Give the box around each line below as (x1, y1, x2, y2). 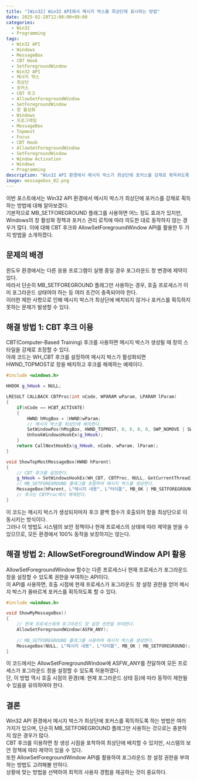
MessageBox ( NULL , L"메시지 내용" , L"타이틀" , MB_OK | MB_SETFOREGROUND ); (16, 643, 191, 649)
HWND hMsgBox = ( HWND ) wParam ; (27, 415, 101, 421)
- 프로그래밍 (11, 118, 37, 124)
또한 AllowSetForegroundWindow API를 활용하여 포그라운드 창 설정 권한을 (6, 754, 179, 761)
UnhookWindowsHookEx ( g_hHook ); (27, 432, 104, 438)
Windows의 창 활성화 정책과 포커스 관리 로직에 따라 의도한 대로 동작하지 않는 (6, 217, 182, 224)
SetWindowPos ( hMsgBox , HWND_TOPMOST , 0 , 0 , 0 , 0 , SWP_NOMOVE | (27, 427, 185, 432)
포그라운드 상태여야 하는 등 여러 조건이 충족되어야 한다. (12, 289, 138, 296)
